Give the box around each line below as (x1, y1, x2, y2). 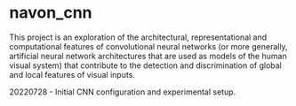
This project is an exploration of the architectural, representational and (9, 32, 268, 42)
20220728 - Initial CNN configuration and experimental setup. (9, 87, 236, 97)
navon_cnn (9, 3, 92, 23)
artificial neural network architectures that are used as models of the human (9, 50, 287, 61)
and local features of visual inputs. (9, 69, 136, 79)
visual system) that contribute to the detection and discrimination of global (9, 60, 282, 71)
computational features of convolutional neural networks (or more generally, (9, 41, 288, 51)
